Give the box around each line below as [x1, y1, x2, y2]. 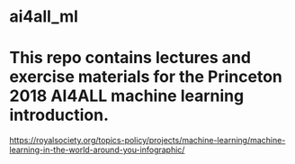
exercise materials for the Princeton [9, 67, 283, 87]
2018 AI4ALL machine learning [9, 86, 245, 106]
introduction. [9, 105, 110, 125]
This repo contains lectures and [9, 48, 252, 68]
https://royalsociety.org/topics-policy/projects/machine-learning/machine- [9, 135, 286, 146]
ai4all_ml [9, 6, 79, 27]
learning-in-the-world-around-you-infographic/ [9, 144, 185, 155]
